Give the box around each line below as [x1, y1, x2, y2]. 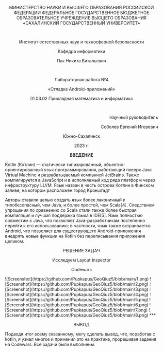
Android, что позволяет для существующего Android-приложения [5, 228, 141, 234]
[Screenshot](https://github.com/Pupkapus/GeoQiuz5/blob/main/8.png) [5, 312, 149, 318]
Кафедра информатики [57, 49, 106, 54]
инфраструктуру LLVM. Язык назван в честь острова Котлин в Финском [5, 183, 154, 188]
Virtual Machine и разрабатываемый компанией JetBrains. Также [5, 172, 139, 178]
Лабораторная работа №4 [54, 77, 109, 82]
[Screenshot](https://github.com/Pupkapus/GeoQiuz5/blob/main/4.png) [5, 292, 149, 297]
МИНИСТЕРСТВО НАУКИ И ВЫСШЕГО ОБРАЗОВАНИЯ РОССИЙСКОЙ [9, 5, 154, 10]
